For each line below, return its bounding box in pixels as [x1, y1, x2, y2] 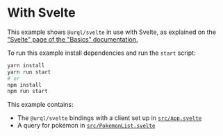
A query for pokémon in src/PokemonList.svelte [17, 121, 156, 130]
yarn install [7, 62, 45, 69]
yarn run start [7, 68, 51, 76]
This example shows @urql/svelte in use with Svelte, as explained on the [7, 28, 217, 36]
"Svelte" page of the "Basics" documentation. [7, 35, 138, 43]
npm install [7, 81, 42, 88]
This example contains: [7, 101, 74, 109]
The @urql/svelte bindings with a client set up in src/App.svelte [17, 114, 202, 122]
